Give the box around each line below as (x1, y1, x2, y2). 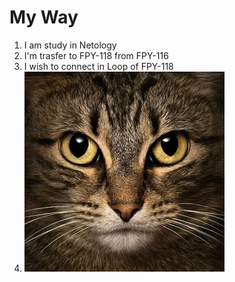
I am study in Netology (23, 39, 117, 51)
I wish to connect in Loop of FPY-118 (23, 60, 174, 72)
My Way (9, 6, 79, 29)
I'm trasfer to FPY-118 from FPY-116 (23, 49, 169, 61)
